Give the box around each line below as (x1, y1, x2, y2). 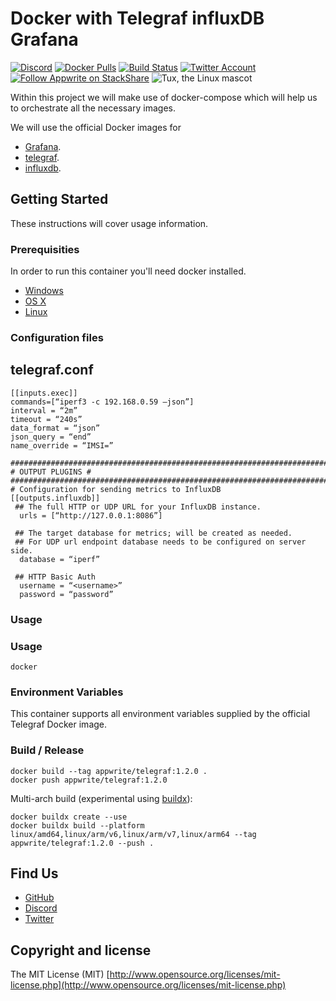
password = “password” (19, 589, 114, 599)
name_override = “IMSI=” (10, 440, 114, 451)
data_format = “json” (10, 423, 101, 433)
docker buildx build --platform (10, 820, 145, 831)
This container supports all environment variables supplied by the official (10, 708, 311, 720)
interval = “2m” (10, 405, 78, 416)
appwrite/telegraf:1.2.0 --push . (10, 838, 155, 848)
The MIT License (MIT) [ (10, 968, 110, 981)
